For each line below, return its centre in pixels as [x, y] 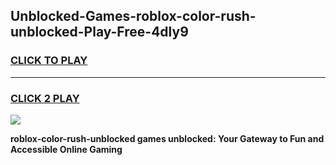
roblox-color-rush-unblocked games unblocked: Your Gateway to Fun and [167, 138]
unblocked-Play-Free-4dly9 [99, 32]
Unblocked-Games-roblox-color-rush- [133, 16]
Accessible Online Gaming [66, 149]
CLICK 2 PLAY [45, 98]
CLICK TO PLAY [49, 61]
